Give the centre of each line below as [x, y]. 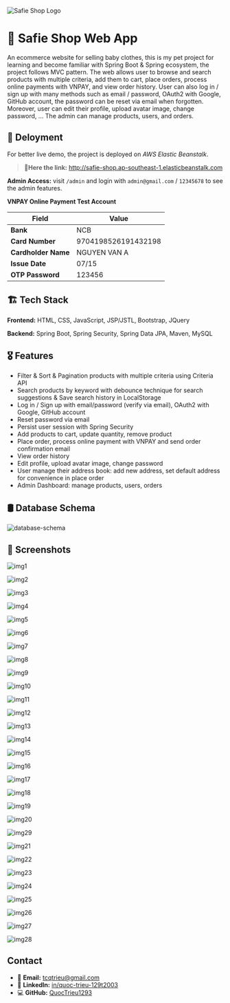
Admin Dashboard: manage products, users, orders [90, 486]
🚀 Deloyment [35, 138]
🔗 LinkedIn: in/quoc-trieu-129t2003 [68, 984]
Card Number [33, 241]
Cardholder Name [40, 252]
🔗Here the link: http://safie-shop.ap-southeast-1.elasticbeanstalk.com [123, 167]
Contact [25, 961]
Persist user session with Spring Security [75, 427]
